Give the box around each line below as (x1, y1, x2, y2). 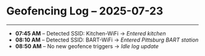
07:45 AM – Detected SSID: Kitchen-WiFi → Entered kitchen (15, 30, 166, 37)
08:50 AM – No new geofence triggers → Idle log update (15, 42, 159, 49)
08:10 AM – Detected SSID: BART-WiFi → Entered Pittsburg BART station (15, 36, 199, 43)
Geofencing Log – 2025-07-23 (6, 4, 164, 18)
